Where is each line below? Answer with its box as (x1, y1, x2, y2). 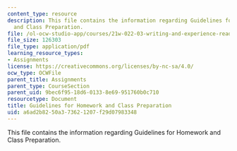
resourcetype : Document (7, 96, 78, 103)
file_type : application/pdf (7, 43, 90, 50)
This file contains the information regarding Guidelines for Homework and (7, 128, 221, 136)
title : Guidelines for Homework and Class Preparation (7, 102, 172, 109)
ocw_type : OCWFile (7, 69, 61, 76)
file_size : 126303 (7, 37, 61, 44)
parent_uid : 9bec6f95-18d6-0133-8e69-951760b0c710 (7, 89, 159, 96)
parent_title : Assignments (7, 75, 87, 83)
